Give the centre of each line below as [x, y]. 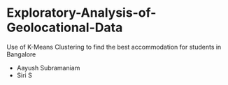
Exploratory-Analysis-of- [81, 13]
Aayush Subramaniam [48, 68]
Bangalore [21, 54]
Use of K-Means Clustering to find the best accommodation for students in [114, 47]
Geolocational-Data [65, 28]
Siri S [24, 75]
